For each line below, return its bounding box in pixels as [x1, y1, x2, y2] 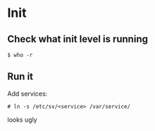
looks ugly [7, 115, 37, 124]
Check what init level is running [7, 33, 148, 45]
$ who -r [7, 51, 33, 58]
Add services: [7, 89, 48, 98]
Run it [7, 70, 34, 82]
